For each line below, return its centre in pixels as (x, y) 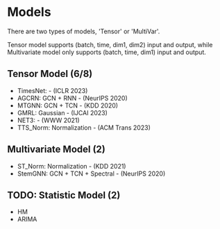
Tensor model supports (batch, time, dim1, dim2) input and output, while (110, 44)
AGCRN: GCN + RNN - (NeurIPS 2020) (73, 98)
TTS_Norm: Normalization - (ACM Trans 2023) (84, 127)
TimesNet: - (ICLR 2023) (52, 90)
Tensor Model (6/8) (50, 74)
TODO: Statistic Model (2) (64, 195)
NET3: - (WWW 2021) (48, 120)
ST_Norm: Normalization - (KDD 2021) (71, 166)
